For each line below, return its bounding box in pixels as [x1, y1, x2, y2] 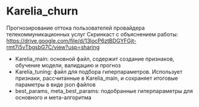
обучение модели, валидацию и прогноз [15, 62, 121, 69]
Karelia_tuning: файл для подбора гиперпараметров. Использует [15, 68, 183, 75]
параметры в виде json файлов [15, 80, 96, 88]
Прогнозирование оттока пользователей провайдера [6, 24, 145, 31]
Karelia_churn [6, 4, 78, 18]
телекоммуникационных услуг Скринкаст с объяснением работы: [6, 30, 178, 37]
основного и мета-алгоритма [15, 94, 92, 101]
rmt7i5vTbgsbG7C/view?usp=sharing [6, 44, 100, 51]
